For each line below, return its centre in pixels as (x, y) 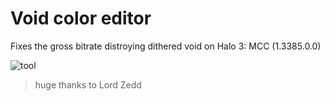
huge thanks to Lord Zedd (88, 84)
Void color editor (81, 18)
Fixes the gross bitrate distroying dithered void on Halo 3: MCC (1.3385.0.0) (166, 46)
